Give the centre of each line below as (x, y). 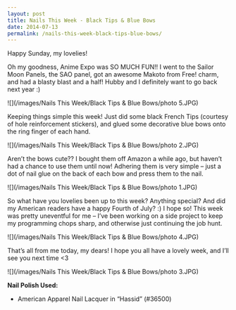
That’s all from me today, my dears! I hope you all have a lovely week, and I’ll (118, 251)
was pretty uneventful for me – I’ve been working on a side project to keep (115, 216)
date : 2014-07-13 (33, 27)
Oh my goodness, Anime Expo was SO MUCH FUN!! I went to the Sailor (111, 67)
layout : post (26, 14)
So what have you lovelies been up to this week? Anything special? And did (117, 201)
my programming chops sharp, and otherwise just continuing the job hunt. (115, 224)
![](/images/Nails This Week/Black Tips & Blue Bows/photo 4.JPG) (103, 237)
